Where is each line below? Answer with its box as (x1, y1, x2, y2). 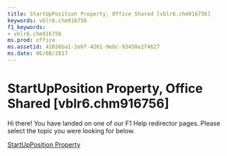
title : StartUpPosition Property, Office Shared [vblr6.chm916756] (7, 10, 211, 18)
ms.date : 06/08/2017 (7, 50, 69, 57)
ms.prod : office (7, 37, 55, 44)
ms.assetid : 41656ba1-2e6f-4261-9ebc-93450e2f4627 (7, 43, 160, 50)
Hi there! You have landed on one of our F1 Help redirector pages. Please (7, 118, 221, 128)
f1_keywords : (7, 23, 46, 30)
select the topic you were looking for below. (7, 126, 135, 135)
